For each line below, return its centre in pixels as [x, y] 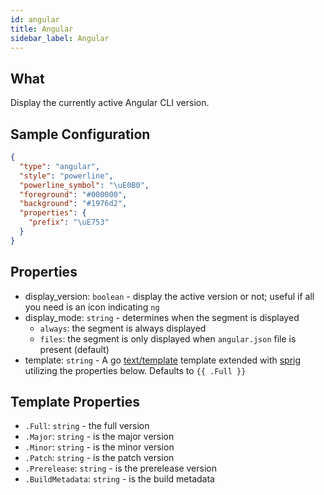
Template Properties [75, 401]
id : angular [35, 19]
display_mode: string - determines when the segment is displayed [162, 317]
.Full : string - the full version [87, 426]
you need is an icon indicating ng [92, 307]
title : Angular [42, 29]
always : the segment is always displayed [123, 328]
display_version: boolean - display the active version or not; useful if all [169, 296]
